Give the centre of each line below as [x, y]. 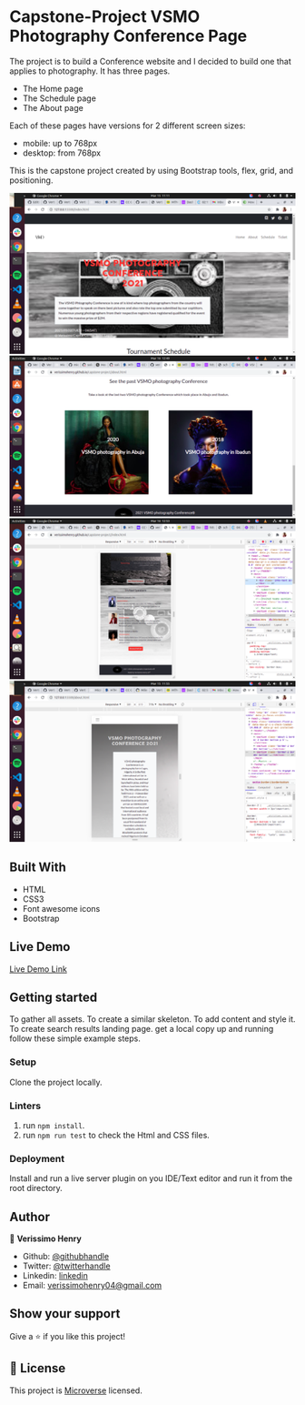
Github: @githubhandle [66, 1257]
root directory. [36, 1188]
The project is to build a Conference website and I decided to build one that [151, 61]
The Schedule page [59, 98]
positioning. [31, 180]
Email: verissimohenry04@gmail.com [92, 1286]
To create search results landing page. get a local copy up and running [142, 1029]
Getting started [54, 997]
